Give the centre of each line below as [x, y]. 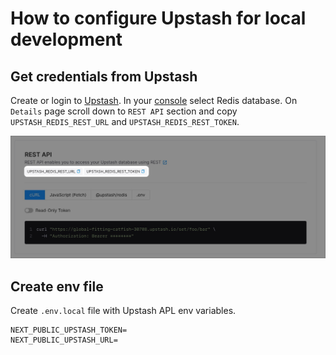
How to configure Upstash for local [158, 18]
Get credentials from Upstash [104, 76]
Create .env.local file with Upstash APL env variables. [123, 311]
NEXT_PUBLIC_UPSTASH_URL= [64, 340]
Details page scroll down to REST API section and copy [124, 111]
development [66, 39]
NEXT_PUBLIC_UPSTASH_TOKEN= [69, 330]
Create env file [57, 286]
